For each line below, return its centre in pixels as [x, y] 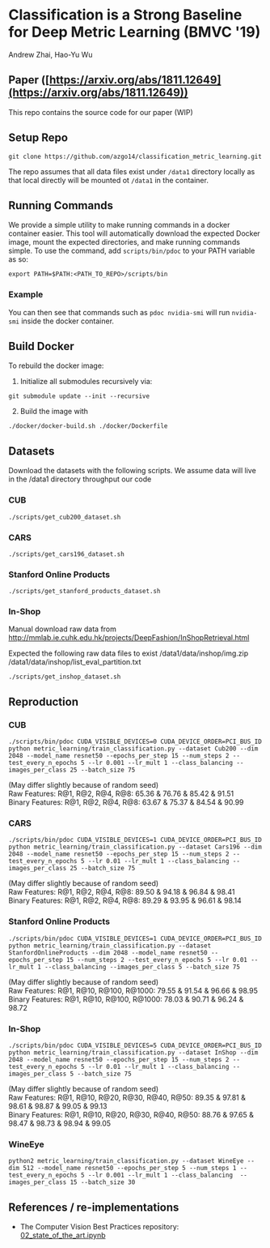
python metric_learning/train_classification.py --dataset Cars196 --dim [135, 847]
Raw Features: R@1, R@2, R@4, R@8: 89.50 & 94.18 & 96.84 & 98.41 [122, 892]
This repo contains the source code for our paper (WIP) [101, 112]
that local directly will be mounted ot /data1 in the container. [108, 180]
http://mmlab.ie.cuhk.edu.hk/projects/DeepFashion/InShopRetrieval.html [129, 638]
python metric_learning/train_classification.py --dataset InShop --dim [133, 1053]
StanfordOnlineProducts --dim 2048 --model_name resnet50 [108, 953]
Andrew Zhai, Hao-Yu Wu [51, 54]
